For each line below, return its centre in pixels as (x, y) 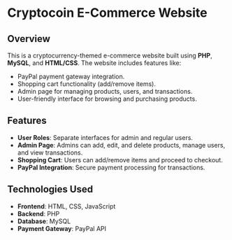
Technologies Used (50, 189)
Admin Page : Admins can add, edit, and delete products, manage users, (121, 145)
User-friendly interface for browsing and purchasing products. (107, 99)
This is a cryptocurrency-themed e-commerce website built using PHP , (110, 55)
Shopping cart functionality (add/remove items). (86, 84)
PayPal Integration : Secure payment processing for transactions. (111, 167)
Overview (29, 39)
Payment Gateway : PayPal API (62, 228)
